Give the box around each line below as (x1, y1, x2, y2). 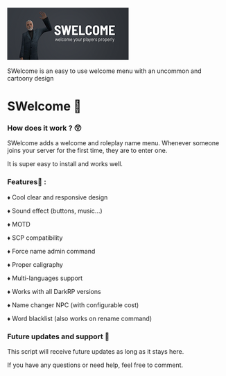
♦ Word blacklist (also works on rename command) (7, 314, 153, 322)
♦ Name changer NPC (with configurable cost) (7, 300, 139, 309)
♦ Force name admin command (7, 247, 96, 255)
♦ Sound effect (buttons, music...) (7, 206, 103, 215)
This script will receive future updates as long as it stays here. (7, 348, 184, 356)
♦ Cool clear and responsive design (7, 193, 108, 202)
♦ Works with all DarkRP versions (7, 287, 102, 295)
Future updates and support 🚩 (7, 332, 110, 341)
